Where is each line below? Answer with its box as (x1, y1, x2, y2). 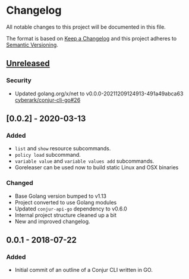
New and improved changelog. (14, 218, 90, 225)
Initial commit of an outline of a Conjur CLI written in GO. (14, 266, 153, 274)
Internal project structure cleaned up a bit (14, 211, 117, 218)
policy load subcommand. (14, 151, 81, 159)
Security (6, 76, 31, 85)
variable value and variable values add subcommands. (14, 157, 155, 165)
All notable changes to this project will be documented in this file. (6, 23, 166, 30)
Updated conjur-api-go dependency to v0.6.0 (14, 205, 128, 212)
